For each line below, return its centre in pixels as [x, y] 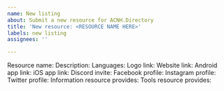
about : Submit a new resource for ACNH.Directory [81, 20]
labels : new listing [37, 33]
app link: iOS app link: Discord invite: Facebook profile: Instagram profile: [112, 73]
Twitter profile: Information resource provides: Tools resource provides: [110, 80]
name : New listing [34, 14]
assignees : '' [28, 40]
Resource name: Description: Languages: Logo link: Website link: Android [112, 65]
